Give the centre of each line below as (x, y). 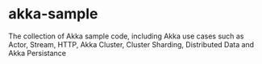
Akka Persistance (37, 53)
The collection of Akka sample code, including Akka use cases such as (126, 36)
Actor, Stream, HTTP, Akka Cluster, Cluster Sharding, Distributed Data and (131, 44)
